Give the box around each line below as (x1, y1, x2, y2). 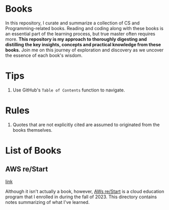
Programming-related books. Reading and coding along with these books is (5, 25, 164, 31)
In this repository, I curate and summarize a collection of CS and (5, 20, 140, 26)
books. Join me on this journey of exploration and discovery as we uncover (5, 47, 164, 53)
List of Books (5, 145, 62, 156)
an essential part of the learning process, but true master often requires (5, 31, 155, 37)
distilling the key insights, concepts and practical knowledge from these (5, 41, 161, 47)
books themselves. (12, 127, 52, 133)
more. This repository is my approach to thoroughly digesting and (5, 36, 147, 42)
